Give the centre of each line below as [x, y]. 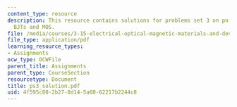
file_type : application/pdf [49, 40]
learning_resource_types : [45, 46]
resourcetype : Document [42, 79]
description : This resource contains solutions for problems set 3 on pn [118, 20]
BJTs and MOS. [34, 27]
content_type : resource [42, 14]
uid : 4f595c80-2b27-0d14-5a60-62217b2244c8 [72, 92]
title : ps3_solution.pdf [44, 86]
